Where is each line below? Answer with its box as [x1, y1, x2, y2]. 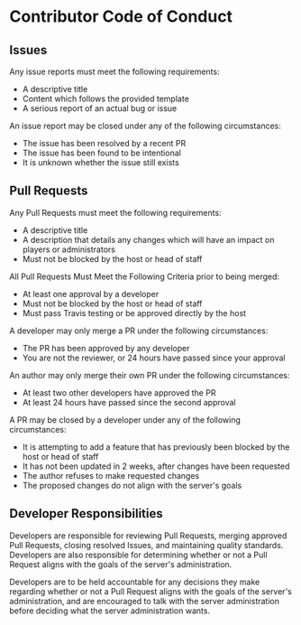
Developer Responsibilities [9, 506, 164, 521]
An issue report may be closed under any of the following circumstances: [9, 120, 281, 131]
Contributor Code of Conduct [9, 6, 233, 27]
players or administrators [22, 244, 115, 255]
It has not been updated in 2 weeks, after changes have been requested [22, 461, 290, 471]
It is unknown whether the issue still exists [22, 157, 180, 168]
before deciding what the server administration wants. [9, 605, 210, 616]
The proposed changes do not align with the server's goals [22, 480, 242, 490]
